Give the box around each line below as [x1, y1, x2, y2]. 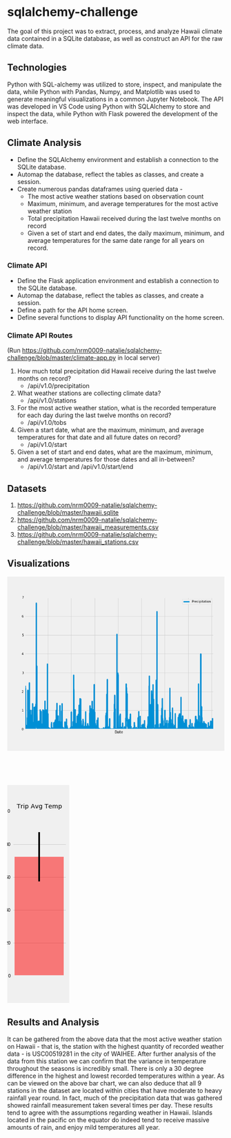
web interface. [7, 117, 48, 125]
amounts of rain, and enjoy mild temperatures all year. [7, 1123, 160, 1131]
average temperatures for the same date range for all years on [27, 236, 205, 244]
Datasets [7, 482, 47, 495]
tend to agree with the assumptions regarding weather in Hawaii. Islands [7, 1108, 212, 1117]
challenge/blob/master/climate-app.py [7, 354, 117, 362]
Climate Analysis [7, 137, 81, 149]
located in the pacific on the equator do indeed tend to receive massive [7, 1115, 210, 1124]
